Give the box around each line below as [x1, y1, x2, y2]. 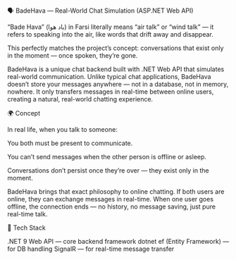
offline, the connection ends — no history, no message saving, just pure [7, 202, 216, 211]
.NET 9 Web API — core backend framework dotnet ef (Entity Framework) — [7, 237, 230, 245]
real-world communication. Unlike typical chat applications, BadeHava [7, 73, 211, 80]
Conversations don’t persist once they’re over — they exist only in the [7, 166, 209, 175]
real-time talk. [7, 210, 48, 218]
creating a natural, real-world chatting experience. [7, 95, 154, 103]
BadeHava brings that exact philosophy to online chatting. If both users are [7, 187, 225, 196]
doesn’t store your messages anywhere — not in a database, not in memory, [7, 80, 229, 88]
